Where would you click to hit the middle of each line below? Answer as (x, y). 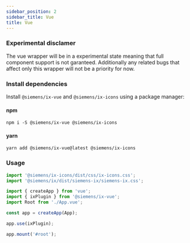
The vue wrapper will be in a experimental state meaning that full (85, 56)
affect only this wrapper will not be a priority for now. (71, 68)
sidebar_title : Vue (30, 17)
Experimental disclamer (41, 43)
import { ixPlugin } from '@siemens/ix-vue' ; (63, 197)
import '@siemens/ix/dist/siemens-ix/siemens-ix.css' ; (75, 180)
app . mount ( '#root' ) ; (32, 234)
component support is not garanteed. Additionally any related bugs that (93, 62)
